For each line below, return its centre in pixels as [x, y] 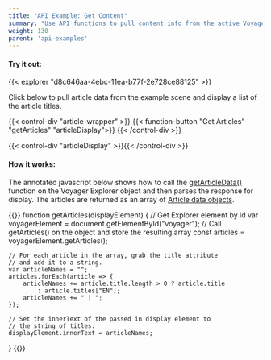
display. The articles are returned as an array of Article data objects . [122, 199]
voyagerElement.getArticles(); [58, 240]
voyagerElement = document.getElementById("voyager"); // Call [115, 223]
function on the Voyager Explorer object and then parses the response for [131, 191]
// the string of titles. [52, 326]
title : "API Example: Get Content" [68, 16]
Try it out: [25, 64]
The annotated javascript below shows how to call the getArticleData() [125, 182]
